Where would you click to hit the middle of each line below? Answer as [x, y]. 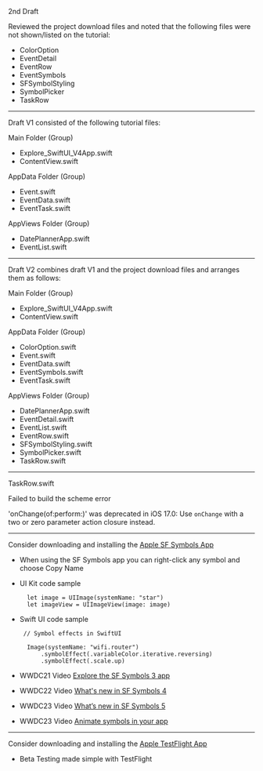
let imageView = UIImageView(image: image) [99, 605]
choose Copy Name [51, 568]
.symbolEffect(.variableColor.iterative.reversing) [126, 654]
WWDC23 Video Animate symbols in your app [94, 721]
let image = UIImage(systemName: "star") [95, 598]
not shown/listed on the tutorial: [59, 35]
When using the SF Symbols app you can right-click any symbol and [130, 560]
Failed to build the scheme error [59, 498]
